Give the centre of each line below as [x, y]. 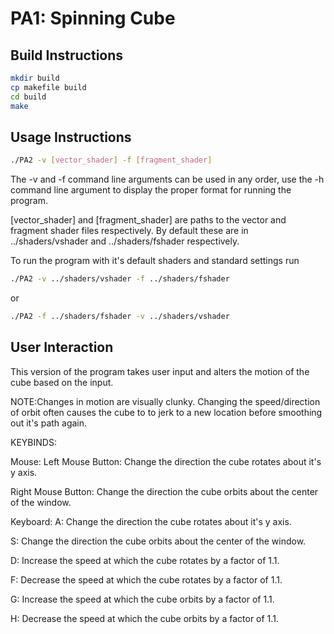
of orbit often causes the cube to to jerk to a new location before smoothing [166, 412]
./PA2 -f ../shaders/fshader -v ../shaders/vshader [120, 317]
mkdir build [35, 78]
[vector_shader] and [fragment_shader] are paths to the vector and [148, 220]
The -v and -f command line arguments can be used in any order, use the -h [167, 179]
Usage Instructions [71, 137]
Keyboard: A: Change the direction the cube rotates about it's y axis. [151, 521]
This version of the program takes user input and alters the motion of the [160, 371]
